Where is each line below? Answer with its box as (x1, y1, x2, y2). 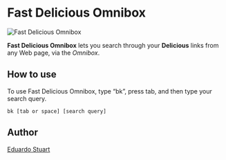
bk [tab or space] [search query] (7, 107, 107, 115)
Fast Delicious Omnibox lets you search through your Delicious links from (7, 41, 219, 49)
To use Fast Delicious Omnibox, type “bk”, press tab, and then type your (7, 87, 212, 95)
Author (7, 127, 38, 139)
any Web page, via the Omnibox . (7, 48, 100, 57)
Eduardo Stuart (7, 145, 50, 153)
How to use (7, 69, 57, 80)
